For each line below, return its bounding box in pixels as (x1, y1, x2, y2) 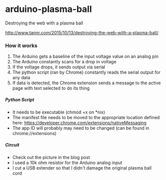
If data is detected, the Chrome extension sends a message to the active (12, 80, 161, 86)
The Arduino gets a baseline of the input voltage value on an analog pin (12, 53, 159, 59)
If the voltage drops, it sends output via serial (12, 64, 105, 70)
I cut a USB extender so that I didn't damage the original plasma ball (12, 165, 152, 171)
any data (12, 75, 31, 81)
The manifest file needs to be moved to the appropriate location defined (12, 115, 160, 121)
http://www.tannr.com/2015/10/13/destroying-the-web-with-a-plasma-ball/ (5, 29, 159, 35)
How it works (5, 42, 38, 49)
